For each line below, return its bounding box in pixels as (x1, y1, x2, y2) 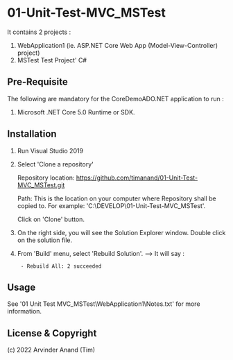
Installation (7, 128, 57, 140)
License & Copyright (7, 327, 97, 339)
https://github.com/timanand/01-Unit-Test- (76, 173, 198, 182)
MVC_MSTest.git (17, 180, 65, 189)
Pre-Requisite (7, 76, 68, 88)
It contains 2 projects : (7, 28, 71, 36)
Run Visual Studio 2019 (17, 146, 84, 155)
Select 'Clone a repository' (17, 160, 94, 168)
